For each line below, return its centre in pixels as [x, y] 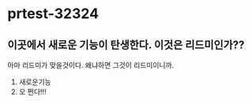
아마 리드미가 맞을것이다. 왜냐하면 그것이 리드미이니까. [91, 65]
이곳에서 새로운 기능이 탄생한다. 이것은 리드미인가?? [126, 45]
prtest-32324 [53, 14]
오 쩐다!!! [32, 92]
